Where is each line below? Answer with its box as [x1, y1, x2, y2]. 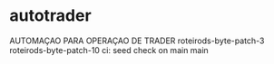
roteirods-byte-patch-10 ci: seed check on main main [9, 44, 209, 55]
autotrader [9, 5, 93, 26]
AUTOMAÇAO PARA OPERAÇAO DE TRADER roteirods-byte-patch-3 [9, 35, 265, 46]
